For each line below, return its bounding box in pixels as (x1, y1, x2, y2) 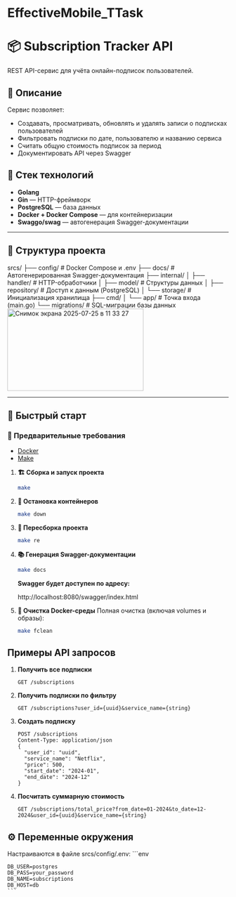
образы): (17, 613, 44, 622)
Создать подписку (17, 717, 76, 726)
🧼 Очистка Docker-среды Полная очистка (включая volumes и (17, 606, 207, 615)
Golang (17, 188, 40, 196)
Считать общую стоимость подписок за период (17, 141, 162, 150)
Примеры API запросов (7, 647, 116, 659)
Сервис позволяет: (7, 105, 65, 114)
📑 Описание (7, 86, 63, 99)
